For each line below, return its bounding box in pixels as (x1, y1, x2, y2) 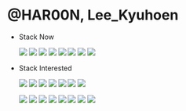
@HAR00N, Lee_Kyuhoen (7, 6, 179, 24)
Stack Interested (18, 63, 72, 73)
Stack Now (18, 32, 55, 41)
